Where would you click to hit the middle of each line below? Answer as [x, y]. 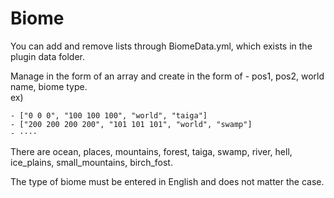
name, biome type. [49, 86]
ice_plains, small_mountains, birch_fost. [91, 162]
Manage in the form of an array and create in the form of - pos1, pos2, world [167, 76]
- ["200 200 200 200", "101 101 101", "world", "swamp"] [131, 124]
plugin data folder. [48, 56]
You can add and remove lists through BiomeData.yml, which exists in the [161, 46]
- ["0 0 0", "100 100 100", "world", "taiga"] [109, 115]
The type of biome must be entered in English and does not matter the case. [167, 181]
